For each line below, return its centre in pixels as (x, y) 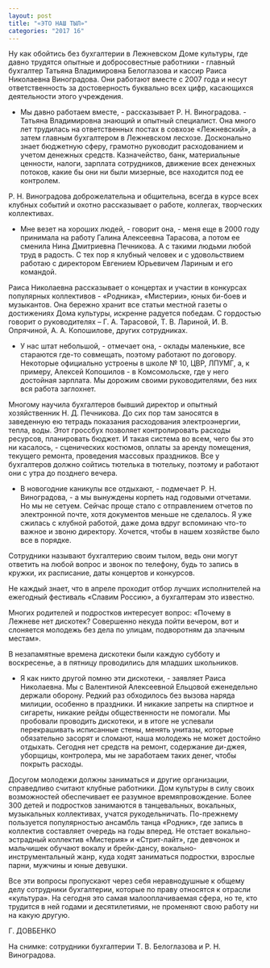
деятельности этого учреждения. (66, 97)
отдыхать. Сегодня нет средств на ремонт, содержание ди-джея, (133, 747)
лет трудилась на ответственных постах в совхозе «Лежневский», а (138, 129)
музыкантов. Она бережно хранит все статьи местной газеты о (118, 305)
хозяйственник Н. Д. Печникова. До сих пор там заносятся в (114, 413)
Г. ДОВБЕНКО (32, 931)
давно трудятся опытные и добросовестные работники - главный (122, 62)
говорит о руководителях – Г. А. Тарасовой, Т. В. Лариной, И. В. (118, 322)
